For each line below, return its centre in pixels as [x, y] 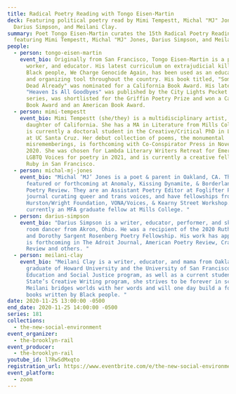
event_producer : [31, 347]
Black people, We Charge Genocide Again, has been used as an [119, 72]
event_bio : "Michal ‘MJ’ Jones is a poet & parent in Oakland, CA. [120, 177]
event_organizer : [33, 334]
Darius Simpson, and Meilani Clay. [66, 27]
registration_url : [34, 367]
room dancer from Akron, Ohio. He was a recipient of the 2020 [120, 229]
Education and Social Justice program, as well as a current [117, 275]
